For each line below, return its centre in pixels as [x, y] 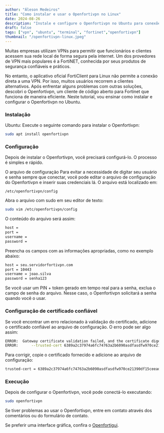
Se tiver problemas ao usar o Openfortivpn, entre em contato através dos [79, 410]
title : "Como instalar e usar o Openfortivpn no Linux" [63, 14]
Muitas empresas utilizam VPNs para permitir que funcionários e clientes [78, 51]
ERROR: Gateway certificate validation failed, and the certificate [77, 341]
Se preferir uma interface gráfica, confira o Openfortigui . [62, 425]
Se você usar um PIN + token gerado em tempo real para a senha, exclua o [81, 288]
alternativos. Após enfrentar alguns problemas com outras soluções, [74, 86]
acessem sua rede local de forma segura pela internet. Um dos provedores [81, 56]
